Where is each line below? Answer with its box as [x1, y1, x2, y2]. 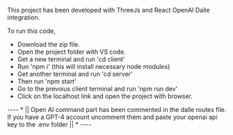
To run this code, [7, 27, 56, 35]
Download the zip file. [17, 40, 80, 48]
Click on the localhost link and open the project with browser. [17, 92, 193, 100]
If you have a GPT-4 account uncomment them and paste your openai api [7, 113, 218, 121]
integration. [7, 13, 40, 22]
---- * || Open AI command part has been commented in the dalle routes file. [7, 106, 227, 113]
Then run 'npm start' [17, 77, 77, 86]
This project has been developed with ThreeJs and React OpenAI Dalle [7, 6, 210, 14]
